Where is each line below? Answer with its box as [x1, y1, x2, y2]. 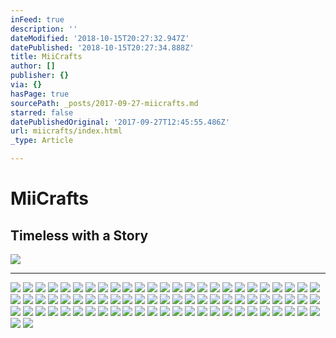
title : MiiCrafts [10, 52, 83, 62]
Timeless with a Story [10, 227, 149, 244]
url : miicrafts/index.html [10, 126, 123, 136]
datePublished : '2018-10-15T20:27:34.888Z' [10, 42, 195, 53]
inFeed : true [10, 14, 65, 25]
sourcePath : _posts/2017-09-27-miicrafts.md [10, 98, 199, 108]
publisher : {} [10, 71, 70, 81]
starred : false [10, 107, 74, 118]
